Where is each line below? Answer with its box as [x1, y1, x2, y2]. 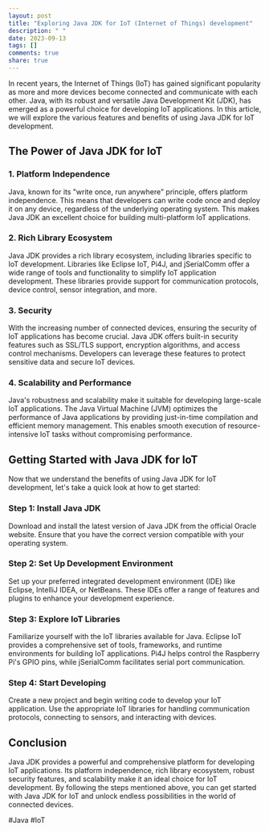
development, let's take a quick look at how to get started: [8, 483, 201, 492]
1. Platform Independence [8, 169, 111, 180]
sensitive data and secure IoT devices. [8, 357, 136, 367]
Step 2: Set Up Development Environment [8, 558, 174, 569]
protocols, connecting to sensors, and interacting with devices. [8, 712, 217, 723]
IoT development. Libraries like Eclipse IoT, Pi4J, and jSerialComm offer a [8, 259, 251, 269]
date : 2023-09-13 [8, 34, 67, 43]
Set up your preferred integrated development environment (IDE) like [8, 576, 235, 586]
